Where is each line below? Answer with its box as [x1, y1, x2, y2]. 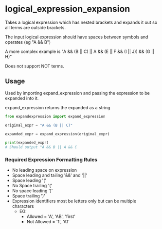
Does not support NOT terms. [5, 63, 64, 69]
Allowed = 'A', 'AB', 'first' [26, 213, 75, 219]
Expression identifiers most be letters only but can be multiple [12, 198, 137, 204]
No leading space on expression [12, 167, 77, 173]
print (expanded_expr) [5, 140, 49, 145]
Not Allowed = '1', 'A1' [26, 219, 70, 225]
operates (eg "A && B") [5, 39, 51, 45]
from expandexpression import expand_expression [5, 114, 106, 119]
